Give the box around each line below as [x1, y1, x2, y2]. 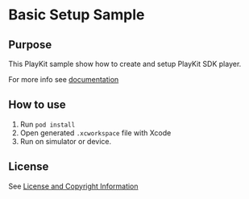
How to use [8, 98, 66, 112]
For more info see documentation [8, 75, 119, 84]
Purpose [8, 38, 52, 52]
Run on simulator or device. [19, 136, 112, 146]
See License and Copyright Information [8, 181, 139, 191]
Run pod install [19, 119, 76, 129]
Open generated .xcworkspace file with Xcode [19, 127, 172, 138]
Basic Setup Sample [8, 6, 145, 24]
